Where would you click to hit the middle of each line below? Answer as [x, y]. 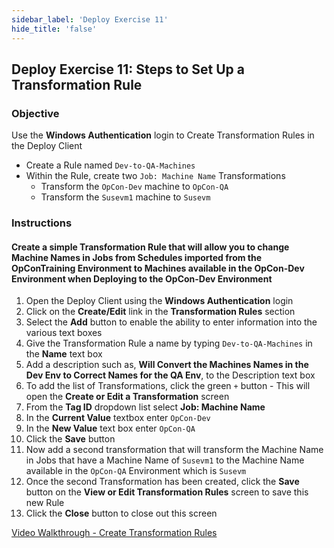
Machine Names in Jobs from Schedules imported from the [137, 257]
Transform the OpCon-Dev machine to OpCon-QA [134, 187]
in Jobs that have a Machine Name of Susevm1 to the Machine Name [165, 460]
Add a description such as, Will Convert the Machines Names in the [167, 365]
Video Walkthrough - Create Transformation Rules [114, 533]
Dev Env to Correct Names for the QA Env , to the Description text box [170, 375]
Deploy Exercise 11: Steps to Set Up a [128, 69]
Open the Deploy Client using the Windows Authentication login [159, 301]
